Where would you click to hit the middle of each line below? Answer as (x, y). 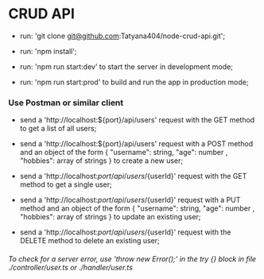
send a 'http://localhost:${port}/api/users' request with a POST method (136, 144)
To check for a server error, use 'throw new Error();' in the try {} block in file (132, 258)
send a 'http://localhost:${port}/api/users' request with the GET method (137, 120)
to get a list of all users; (58, 129)
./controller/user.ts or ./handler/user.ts (71, 267)
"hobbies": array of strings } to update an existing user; (110, 217)
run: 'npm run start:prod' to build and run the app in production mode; (134, 82)
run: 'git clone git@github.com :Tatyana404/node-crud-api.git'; (122, 36)
